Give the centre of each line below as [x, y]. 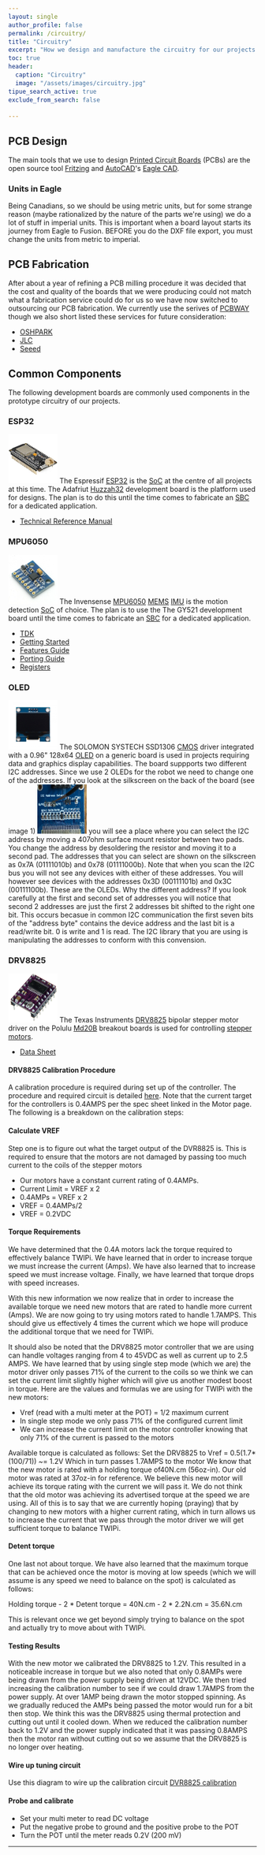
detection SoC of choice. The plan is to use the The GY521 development [125, 609]
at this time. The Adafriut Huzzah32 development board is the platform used [132, 490]
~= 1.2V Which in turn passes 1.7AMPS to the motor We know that [145, 1461]
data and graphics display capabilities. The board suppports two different [127, 763]
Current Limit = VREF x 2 [60, 1188]
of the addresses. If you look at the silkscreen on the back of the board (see [131, 780]
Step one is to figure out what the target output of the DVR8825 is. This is [127, 1148]
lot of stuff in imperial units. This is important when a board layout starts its [130, 223]
